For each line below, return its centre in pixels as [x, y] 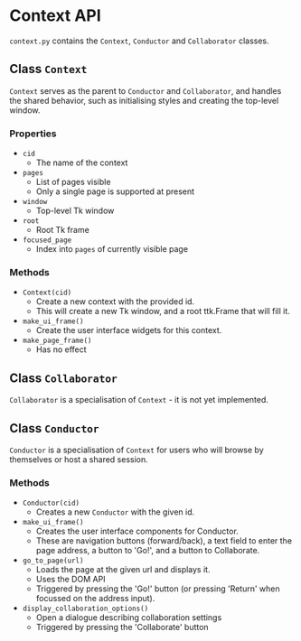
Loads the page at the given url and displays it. [123, 570]
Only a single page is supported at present [115, 191]
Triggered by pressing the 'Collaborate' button [122, 627]
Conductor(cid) [51, 503]
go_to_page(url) [53, 561]
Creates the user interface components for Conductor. [137, 531]
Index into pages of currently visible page [112, 249]
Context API [55, 16]
